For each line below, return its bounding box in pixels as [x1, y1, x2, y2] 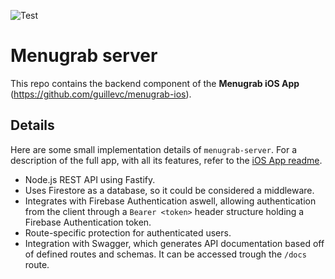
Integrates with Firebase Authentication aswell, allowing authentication [24, 195, 317, 207]
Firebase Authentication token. [24, 216, 152, 228]
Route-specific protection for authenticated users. [24, 226, 232, 239]
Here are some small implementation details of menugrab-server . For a [10, 143, 298, 155]
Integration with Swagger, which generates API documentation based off [24, 237, 325, 249]
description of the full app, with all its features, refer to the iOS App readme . [10, 154, 323, 166]
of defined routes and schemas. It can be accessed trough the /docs [24, 248, 307, 260]
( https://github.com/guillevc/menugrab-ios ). [10, 88, 192, 100]
